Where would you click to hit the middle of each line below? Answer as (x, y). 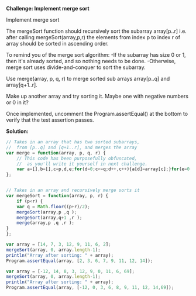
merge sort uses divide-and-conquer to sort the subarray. (76, 67)
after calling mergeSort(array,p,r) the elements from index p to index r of (93, 37)
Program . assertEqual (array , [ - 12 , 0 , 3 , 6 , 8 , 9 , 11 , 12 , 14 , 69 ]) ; (90, 288)
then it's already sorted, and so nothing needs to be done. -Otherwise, (91, 61)
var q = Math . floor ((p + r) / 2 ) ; (54, 206)
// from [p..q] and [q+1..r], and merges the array (72, 147)
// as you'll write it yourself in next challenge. (82, 164)
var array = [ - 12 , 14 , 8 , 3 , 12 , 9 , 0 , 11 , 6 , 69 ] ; (71, 271)
